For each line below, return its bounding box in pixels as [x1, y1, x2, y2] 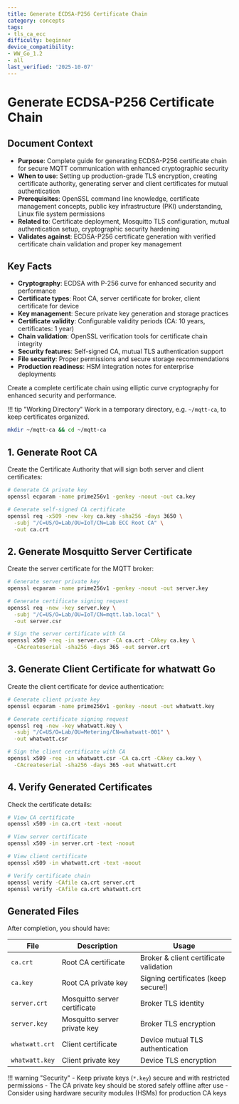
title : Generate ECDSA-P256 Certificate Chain [7, 10, 148, 18]
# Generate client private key [7, 696, 100, 703]
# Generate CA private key [7, 486, 87, 494]
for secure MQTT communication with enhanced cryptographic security [17, 164, 229, 172]
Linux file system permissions [17, 209, 105, 218]
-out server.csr [14, 618, 62, 625]
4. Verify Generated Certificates [7, 781, 153, 793]
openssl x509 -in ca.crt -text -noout [7, 821, 122, 828]
